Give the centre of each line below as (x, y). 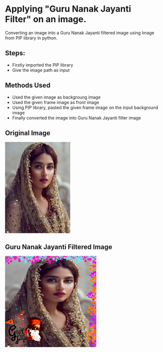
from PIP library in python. (31, 38)
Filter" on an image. (46, 19)
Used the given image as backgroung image (56, 97)
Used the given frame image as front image (55, 102)
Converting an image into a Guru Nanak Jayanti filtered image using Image (80, 33)
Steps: (15, 53)
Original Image (28, 133)
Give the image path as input (41, 70)
